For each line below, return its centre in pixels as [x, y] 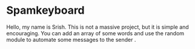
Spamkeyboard [45, 10]
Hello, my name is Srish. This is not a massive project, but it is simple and [97, 27]
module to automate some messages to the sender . [71, 39]
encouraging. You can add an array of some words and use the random [95, 33]
